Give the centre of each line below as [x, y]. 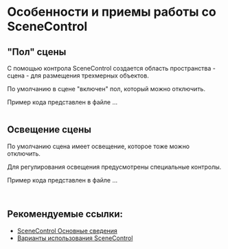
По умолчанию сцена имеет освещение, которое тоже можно [99, 146]
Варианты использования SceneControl [75, 238]
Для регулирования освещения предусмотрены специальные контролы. [114, 167]
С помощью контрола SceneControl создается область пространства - [112, 68]
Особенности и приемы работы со [112, 12]
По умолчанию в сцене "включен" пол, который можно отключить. [106, 89]
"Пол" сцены [37, 52]
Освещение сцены [49, 130]
